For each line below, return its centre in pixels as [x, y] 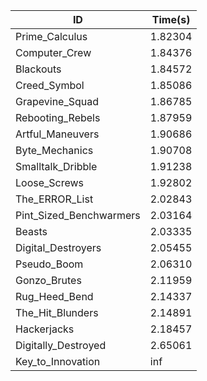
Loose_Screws [50, 182]
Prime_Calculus [51, 36]
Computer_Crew [53, 52]
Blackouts [38, 69]
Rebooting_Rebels [58, 117]
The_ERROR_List [54, 199]
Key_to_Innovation [58, 361]
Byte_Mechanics [54, 150]
